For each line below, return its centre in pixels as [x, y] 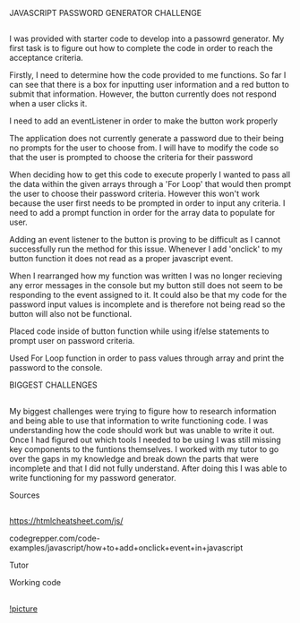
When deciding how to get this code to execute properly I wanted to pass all [150, 175]
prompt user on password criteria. [72, 341]
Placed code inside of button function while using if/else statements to [139, 331]
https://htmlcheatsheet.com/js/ [66, 521]
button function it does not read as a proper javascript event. [121, 259]
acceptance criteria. [46, 58]
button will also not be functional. [71, 314]
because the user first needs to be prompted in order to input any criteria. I [147, 203]
